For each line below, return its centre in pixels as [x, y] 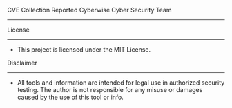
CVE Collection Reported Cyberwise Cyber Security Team [89, 10]
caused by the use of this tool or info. [70, 97]
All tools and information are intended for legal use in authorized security [121, 83]
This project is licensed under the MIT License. [84, 50]
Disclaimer [22, 63]
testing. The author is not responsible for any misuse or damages [110, 90]
